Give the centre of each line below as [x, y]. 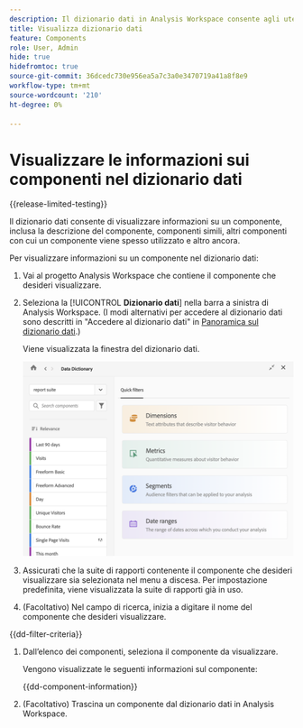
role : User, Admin [44, 48]
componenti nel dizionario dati [126, 179]
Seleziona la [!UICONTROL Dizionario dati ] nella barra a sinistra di [145, 303]
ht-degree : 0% [36, 105]
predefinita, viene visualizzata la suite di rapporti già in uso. [133, 589]
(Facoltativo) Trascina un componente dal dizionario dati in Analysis [148, 704]
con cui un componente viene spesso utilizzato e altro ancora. [125, 241]
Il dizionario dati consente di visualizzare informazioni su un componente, [146, 222]
